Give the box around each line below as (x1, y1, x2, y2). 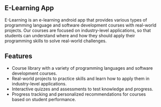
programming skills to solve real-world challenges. (4, 38, 107, 44)
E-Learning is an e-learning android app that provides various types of (4, 17, 147, 23)
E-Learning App (4, 4, 54, 12)
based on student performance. (11, 96, 77, 102)
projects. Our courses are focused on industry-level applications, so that (4, 27, 151, 33)
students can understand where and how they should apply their (4, 32, 135, 38)
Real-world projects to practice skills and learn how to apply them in (11, 76, 150, 81)
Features (4, 52, 32, 60)
